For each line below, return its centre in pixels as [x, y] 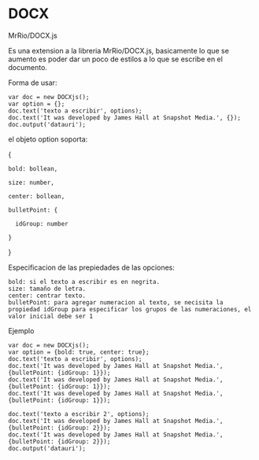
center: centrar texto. [47, 296]
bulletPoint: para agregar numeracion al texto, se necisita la [116, 302]
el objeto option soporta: [48, 139]
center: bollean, [37, 196]
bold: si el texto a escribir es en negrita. [84, 282]
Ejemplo [21, 330]
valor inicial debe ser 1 [50, 316]
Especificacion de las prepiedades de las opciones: [91, 267]
